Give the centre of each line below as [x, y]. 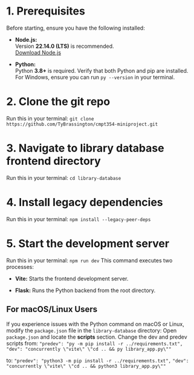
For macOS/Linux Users [52, 309]
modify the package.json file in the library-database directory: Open [92, 330]
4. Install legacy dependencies [85, 202]
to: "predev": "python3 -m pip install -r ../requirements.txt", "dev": [98, 360]
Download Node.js [38, 52]
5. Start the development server [88, 243]
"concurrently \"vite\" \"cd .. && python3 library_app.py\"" [86, 366]
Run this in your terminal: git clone [50, 118]
